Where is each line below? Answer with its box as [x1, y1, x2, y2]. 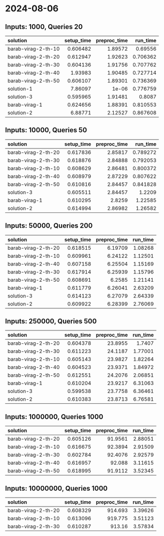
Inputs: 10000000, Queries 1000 [5, 484, 108, 492]
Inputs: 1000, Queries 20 [5, 23, 83, 31]
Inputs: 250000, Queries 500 [5, 317, 97, 326]
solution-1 [7, 86, 33, 92]
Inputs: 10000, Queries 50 [5, 126, 87, 134]
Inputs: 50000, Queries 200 [5, 222, 93, 230]
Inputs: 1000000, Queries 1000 [5, 413, 103, 421]
